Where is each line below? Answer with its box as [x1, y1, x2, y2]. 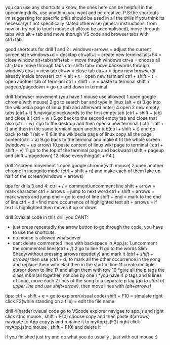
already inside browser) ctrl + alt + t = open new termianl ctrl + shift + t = [5, 73, 158, 79]
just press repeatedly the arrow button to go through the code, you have [12, 224, 163, 230]
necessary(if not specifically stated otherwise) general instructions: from [5, 20, 157, 26]
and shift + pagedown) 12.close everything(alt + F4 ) [5, 153, 115, 159]
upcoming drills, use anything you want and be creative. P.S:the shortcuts [5, 10, 159, 16]
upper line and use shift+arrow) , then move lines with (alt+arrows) [12, 283, 152, 289]
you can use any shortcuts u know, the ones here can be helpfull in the [5, 5, 153, 10]
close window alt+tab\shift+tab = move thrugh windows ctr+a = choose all [5, 57, 160, 63]
